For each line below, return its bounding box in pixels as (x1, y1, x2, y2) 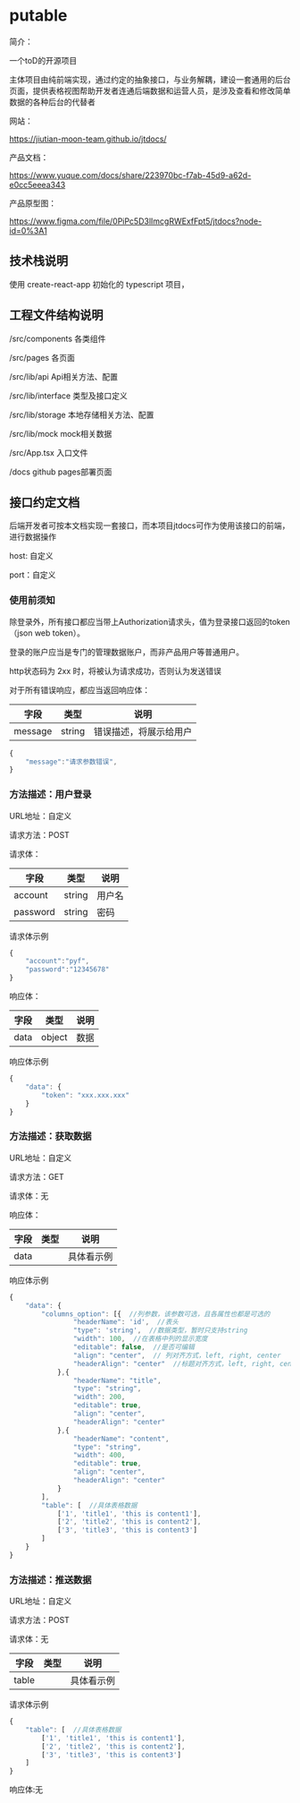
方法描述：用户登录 (9, 789, 92, 801)
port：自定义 (9, 569, 56, 580)
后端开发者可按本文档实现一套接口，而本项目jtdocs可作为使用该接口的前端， (9, 520, 290, 531)
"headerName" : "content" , (72, 1434, 170, 1443)
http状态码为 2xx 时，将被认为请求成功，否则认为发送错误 (9, 665, 221, 676)
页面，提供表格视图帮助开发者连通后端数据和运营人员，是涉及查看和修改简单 (9, 85, 291, 96)
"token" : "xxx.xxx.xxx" (41, 1090, 129, 1099)
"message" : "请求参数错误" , (25, 757, 118, 766)
